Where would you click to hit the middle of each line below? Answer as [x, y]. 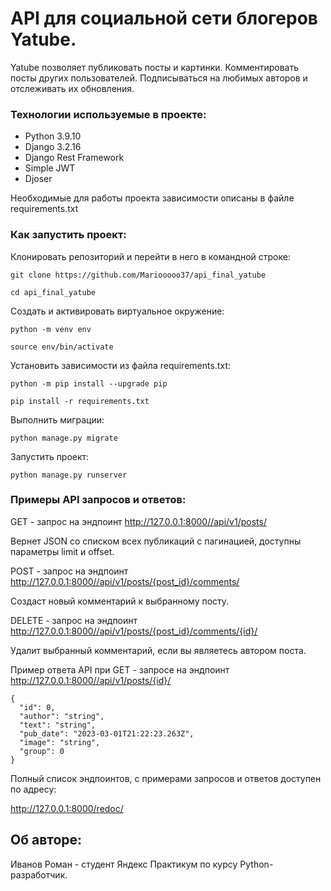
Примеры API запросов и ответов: [98, 500]
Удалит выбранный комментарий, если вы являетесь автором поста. [158, 650]
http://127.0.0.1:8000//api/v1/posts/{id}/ [91, 680]
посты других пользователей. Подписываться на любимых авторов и [159, 78]
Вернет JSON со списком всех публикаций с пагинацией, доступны [156, 541]
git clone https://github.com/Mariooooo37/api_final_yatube [138, 275]
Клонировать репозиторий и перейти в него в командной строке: [150, 256]
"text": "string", [58, 725]
